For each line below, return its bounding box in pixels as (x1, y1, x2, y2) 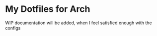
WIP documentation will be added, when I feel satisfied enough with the (5, 20, 153, 26)
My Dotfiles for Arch (5, 3, 90, 15)
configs (5, 25, 21, 31)
